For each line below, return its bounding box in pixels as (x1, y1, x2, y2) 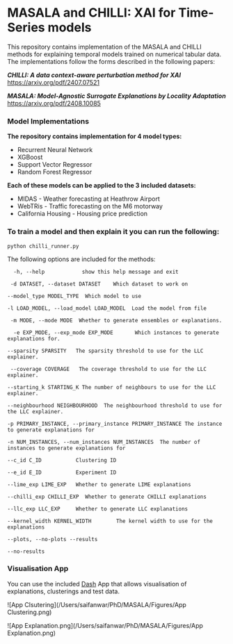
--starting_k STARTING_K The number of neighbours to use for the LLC (7, 383, 216, 390)
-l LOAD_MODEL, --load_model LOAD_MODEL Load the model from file (7, 304, 207, 312)
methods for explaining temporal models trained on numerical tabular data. (7, 50, 222, 58)
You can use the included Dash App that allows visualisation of (7, 579, 187, 588)
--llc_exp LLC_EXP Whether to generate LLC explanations (7, 505, 188, 512)
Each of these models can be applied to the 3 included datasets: (7, 181, 196, 190)
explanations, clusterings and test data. (7, 587, 120, 595)
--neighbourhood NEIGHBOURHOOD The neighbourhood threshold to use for (7, 402, 223, 409)
